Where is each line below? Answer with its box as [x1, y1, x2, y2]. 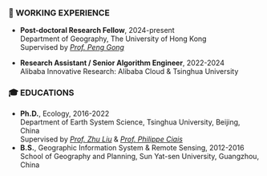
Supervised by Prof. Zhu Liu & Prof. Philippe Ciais [19, 134, 183, 144]
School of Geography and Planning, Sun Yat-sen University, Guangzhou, [19, 151, 259, 161]
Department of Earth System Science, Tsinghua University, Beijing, [19, 117, 241, 127]
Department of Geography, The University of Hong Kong [19, 34, 207, 43]
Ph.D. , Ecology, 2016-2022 [19, 108, 110, 118]
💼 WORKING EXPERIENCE [8, 7, 110, 18]
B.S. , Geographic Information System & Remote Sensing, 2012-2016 [19, 142, 245, 152]
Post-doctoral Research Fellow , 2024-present [19, 26, 175, 35]
